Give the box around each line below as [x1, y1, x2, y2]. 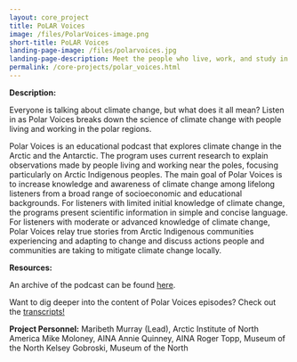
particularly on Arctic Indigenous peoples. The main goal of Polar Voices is [9, 169, 283, 179]
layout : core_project [9, 12, 90, 22]
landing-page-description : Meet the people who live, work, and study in [9, 54, 289, 63]
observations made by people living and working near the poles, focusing [9, 160, 278, 170]
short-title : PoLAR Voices [9, 37, 109, 47]
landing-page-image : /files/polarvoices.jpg [9, 46, 177, 55]
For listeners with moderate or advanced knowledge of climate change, [9, 216, 271, 227]
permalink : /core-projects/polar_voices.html [9, 63, 181, 72]
